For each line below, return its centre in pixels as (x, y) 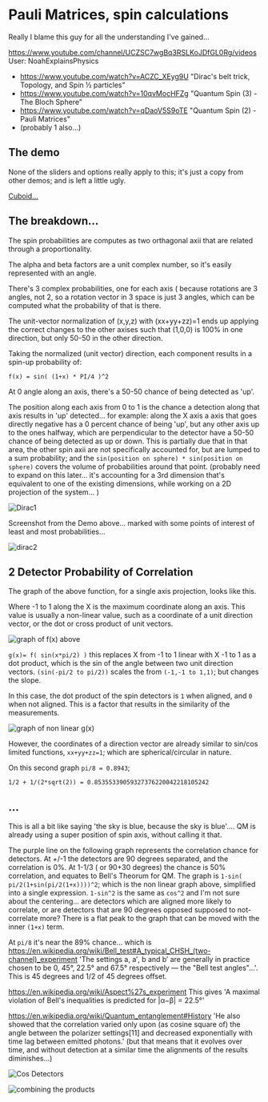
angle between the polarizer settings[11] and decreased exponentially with (131, 1033)
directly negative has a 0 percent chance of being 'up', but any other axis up (134, 424)
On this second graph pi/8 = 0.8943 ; (69, 768)
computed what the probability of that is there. (85, 305)
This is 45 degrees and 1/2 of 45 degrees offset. (88, 976)
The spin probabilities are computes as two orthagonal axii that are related (131, 240)
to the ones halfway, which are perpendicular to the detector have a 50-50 (131, 432)
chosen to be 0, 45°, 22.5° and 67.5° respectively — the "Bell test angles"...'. (133, 968)
